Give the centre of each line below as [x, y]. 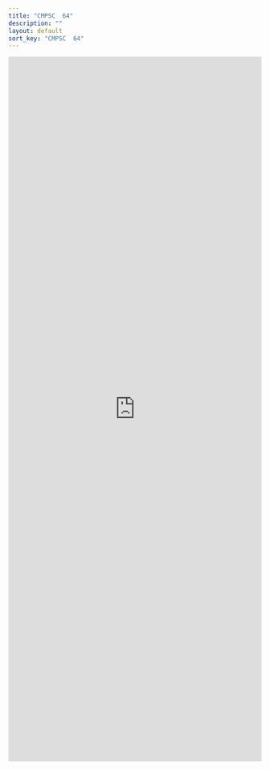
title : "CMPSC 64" [41, 16]
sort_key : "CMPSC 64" [46, 38]
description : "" [35, 23]
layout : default [35, 31]
